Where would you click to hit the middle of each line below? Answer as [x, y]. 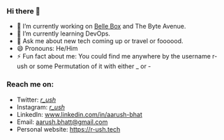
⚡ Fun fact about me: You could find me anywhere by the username [113, 56]
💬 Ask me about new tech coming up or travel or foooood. [100, 41]
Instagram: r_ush [41, 107]
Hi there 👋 [24, 11]
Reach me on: [30, 84]
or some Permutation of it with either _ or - [90, 66]
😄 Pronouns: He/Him [47, 49]
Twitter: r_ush [36, 100]
